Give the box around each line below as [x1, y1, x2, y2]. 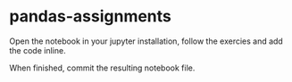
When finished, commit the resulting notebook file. [9, 62, 196, 73]
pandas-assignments [9, 6, 172, 27]
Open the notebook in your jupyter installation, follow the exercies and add [9, 36, 283, 46]
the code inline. [9, 45, 66, 55]
